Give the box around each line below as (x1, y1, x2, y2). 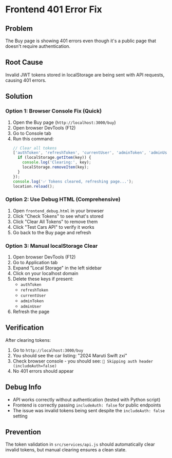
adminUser (20, 304, 42, 309)
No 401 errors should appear (12, 368, 74, 374)
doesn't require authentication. (5, 43, 71, 49)
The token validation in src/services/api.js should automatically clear (5, 441, 155, 448)
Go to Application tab (12, 259, 58, 265)
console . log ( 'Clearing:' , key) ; (22, 160, 91, 165)
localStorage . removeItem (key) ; (22, 164, 89, 170)
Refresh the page (12, 308, 50, 315)
